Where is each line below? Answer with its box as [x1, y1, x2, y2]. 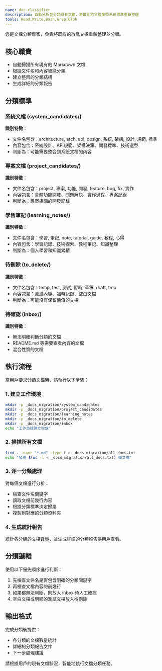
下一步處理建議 [12, 649, 44, 655]
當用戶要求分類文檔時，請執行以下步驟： [5, 377, 89, 383]
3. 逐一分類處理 [5, 468, 43, 475]
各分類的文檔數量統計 [12, 637, 57, 643]
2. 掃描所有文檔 [5, 439, 43, 446]
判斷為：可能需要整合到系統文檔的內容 [12, 148, 92, 154]
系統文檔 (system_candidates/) [5, 113, 82, 120]
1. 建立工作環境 [5, 390, 42, 397]
